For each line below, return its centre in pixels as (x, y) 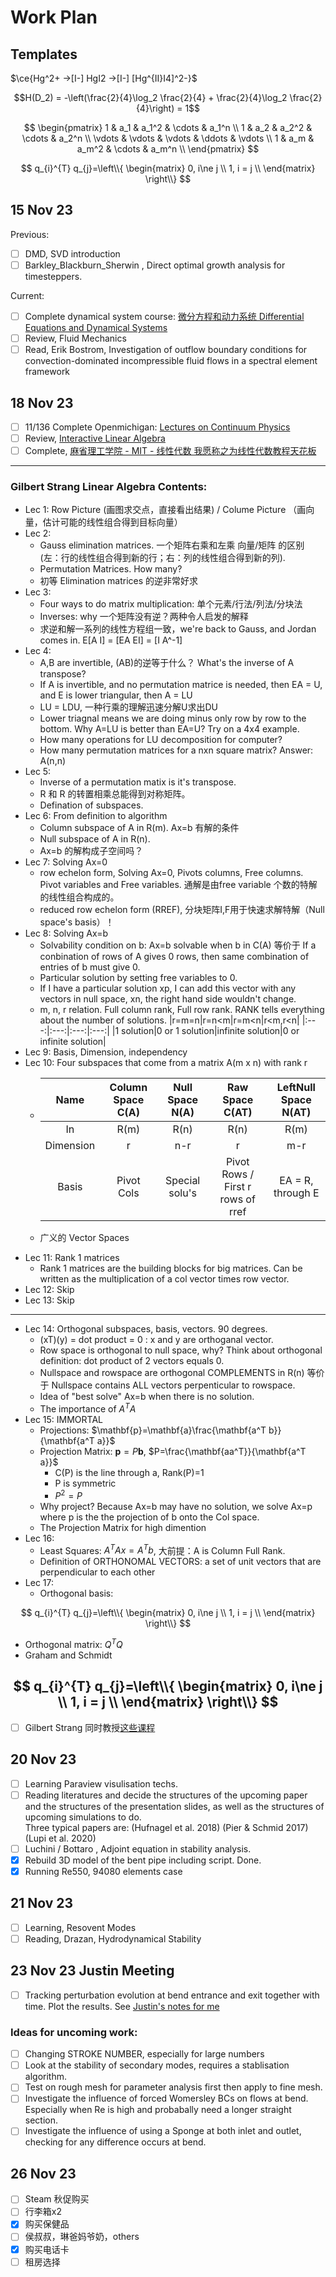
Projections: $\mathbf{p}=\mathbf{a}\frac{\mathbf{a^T (153, 1430)
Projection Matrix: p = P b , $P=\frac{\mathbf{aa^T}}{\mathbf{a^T (173, 1452)
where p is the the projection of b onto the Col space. (149, 1517)
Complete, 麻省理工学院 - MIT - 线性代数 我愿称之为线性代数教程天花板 (170, 451)
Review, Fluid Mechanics (75, 338)
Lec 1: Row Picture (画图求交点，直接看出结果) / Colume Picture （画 (165, 510)
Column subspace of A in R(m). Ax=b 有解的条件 (139, 828)
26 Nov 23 (43, 2173)
